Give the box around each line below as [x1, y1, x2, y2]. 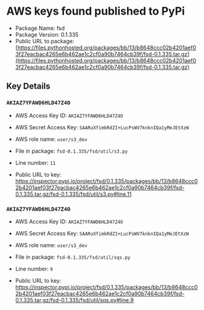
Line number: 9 [15, 265, 53, 272]
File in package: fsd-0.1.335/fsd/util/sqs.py [15, 253, 131, 261]
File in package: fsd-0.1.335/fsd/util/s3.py [15, 147, 128, 154]
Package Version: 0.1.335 [15, 31, 79, 38]
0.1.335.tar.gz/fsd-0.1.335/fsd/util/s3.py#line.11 [15, 190, 132, 198]
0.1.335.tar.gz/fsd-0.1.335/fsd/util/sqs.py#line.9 [15, 296, 134, 303]
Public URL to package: [15, 37, 75, 45]
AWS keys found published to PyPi [6, 4, 185, 18]
